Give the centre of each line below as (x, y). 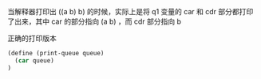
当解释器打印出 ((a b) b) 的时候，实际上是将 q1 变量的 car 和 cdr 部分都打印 (130, 11)
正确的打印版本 (32, 38)
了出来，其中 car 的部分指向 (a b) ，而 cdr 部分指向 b (94, 21)
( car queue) (35, 60)
